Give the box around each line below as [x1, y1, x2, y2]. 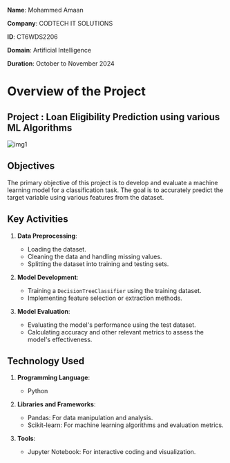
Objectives [7, 160, 55, 172]
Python [27, 387, 48, 395]
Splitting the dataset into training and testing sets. [27, 259, 169, 268]
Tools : [17, 435, 36, 443]
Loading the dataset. [27, 245, 86, 253]
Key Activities [7, 214, 68, 225]
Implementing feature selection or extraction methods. [27, 294, 183, 302]
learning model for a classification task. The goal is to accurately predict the [7, 186, 224, 194]
